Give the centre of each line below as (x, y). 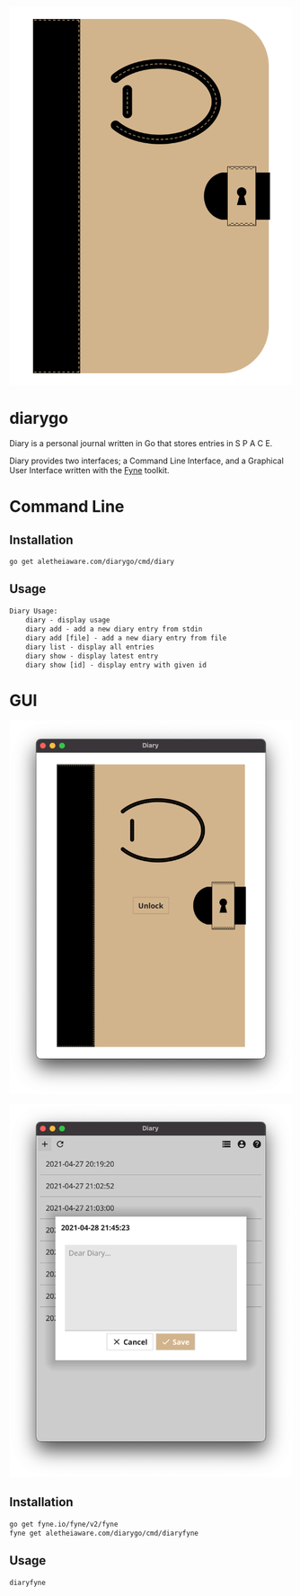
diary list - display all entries (90, 647)
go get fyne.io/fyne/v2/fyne (64, 1524)
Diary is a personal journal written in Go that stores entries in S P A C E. (141, 443)
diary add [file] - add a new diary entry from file (126, 638)
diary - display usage (68, 620)
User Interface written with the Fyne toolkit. (89, 470)
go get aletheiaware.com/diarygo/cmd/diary (92, 561)
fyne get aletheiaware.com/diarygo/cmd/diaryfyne (104, 1533)
